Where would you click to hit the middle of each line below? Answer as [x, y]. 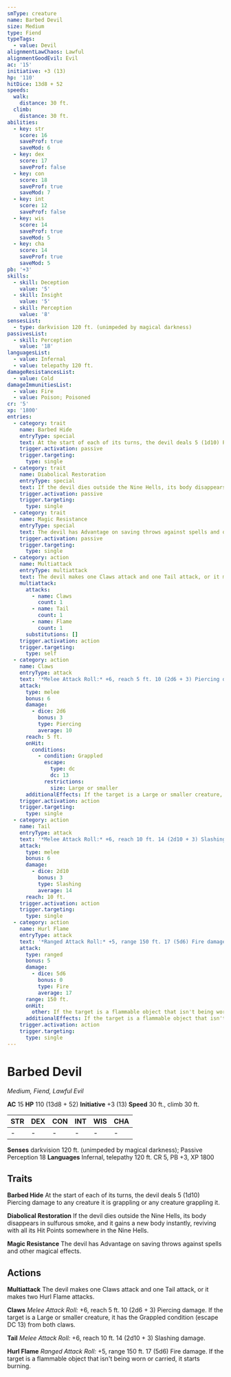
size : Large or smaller [84, 788]
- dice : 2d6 [49, 711]
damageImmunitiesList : [40, 385]
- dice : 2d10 [51, 872]
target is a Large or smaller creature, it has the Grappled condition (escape [113, 1317]
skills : [18, 276]
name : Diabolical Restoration [63, 474]
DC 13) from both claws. [41, 1325]
